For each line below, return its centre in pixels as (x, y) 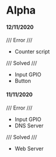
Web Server (29, 148)
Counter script (32, 52)
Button (23, 81)
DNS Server (29, 126)
